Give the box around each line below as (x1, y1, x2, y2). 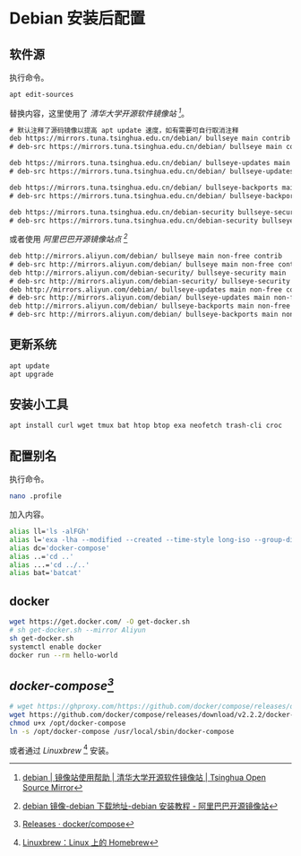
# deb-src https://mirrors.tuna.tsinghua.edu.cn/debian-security (9, 216, 258, 225)
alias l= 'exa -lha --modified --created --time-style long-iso (9, 535, 251, 544)
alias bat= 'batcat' (9, 569, 82, 578)
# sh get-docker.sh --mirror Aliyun (9, 625, 146, 634)
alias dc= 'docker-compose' (9, 544, 110, 553)
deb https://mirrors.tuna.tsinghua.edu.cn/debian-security (9, 207, 235, 216)
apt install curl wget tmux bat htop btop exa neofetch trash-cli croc (9, 421, 282, 431)
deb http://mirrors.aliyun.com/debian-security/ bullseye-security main (9, 268, 287, 277)
